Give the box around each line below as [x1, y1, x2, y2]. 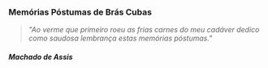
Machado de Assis [8, 52, 73, 62]
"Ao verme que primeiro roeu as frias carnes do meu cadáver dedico [28, 25, 260, 35]
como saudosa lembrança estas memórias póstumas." [28, 33, 213, 43]
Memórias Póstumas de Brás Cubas [8, 6, 153, 18]
